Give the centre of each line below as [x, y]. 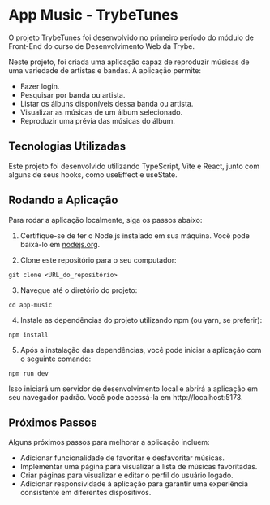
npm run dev [28, 373]
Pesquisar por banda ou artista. [73, 94]
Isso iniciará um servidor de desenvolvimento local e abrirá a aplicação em [133, 389]
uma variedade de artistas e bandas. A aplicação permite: [105, 70]
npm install [28, 335]
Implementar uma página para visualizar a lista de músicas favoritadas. [139, 467]
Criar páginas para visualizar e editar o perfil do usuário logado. [126, 475]
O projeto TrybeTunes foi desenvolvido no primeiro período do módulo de [131, 37]
